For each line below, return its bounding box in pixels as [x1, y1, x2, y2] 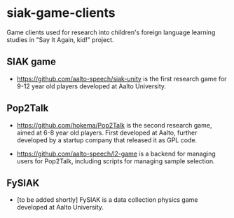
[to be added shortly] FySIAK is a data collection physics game [16, 196, 198, 204]
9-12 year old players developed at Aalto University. [16, 82, 166, 90]
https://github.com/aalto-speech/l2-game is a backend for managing [16, 149, 216, 158]
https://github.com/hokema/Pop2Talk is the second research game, [16, 121, 212, 129]
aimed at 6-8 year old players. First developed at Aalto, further [16, 128, 198, 137]
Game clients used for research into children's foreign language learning [6, 28, 216, 36]
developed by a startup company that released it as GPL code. [16, 135, 198, 144]
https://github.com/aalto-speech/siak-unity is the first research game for [16, 74, 227, 83]
